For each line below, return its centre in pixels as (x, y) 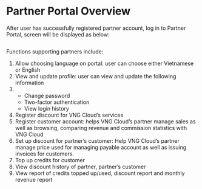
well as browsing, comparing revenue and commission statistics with (101, 128)
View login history (47, 108)
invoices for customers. (45, 154)
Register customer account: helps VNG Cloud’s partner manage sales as (105, 121)
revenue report (34, 179)
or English (28, 70)
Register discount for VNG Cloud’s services (69, 115)
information (29, 83)
